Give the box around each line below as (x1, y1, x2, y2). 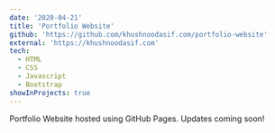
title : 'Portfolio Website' (9, 22, 115, 31)
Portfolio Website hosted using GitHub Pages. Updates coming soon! (9, 113, 265, 124)
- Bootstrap (17, 80, 63, 89)
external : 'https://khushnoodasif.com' (9, 38, 160, 48)
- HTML (17, 55, 42, 64)
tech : (9, 47, 30, 56)
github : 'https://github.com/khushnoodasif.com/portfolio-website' (9, 30, 269, 39)
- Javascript (17, 72, 67, 81)
